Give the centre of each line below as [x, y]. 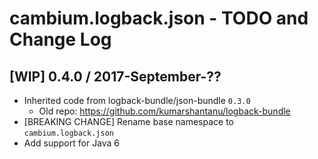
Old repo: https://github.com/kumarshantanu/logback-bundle [164, 111]
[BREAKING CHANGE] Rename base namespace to [128, 121]
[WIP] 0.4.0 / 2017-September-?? [115, 76]
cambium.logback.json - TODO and [159, 18]
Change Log [60, 39]
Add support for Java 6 [72, 143]
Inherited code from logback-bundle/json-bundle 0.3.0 [137, 100]
